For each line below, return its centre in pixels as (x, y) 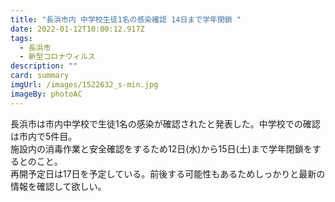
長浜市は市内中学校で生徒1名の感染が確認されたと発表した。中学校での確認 (165, 123)
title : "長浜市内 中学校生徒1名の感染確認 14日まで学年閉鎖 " (126, 19)
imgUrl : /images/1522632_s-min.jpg (84, 85)
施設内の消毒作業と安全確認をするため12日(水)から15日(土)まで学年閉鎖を (161, 148)
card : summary (40, 76)
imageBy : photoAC (46, 94)
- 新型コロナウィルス (57, 57)
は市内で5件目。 (44, 136)
